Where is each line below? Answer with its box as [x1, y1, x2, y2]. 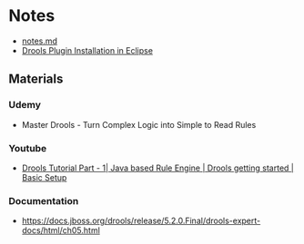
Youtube [8, 142, 47, 154]
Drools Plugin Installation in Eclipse [21, 44, 154, 55]
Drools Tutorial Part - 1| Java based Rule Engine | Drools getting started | [21, 162, 295, 173]
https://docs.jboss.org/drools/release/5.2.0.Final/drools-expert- [21, 215, 261, 227]
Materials [8, 72, 64, 87]
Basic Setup [21, 171, 67, 182]
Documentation [8, 194, 79, 207]
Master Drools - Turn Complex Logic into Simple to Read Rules [21, 119, 257, 130]
